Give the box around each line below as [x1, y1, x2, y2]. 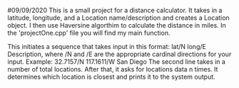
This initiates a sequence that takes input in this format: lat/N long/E [7, 43, 207, 50]
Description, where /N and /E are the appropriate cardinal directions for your [7, 50, 232, 58]
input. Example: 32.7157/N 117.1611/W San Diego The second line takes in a [7, 57, 226, 66]
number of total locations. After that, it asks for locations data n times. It [7, 65, 218, 73]
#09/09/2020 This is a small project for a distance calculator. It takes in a [7, 6, 223, 14]
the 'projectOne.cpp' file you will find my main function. [7, 28, 171, 37]
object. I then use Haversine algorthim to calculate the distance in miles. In [7, 21, 226, 29]
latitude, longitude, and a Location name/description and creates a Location [7, 13, 230, 22]
